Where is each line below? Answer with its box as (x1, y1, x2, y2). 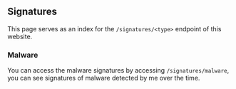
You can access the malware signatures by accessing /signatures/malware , (7, 66, 230, 75)
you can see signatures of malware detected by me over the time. (7, 74, 200, 83)
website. (7, 32, 33, 41)
